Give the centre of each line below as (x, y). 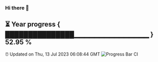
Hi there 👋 (17, 8)
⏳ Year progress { (33, 24)
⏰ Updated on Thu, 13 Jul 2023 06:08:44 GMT (53, 54)
